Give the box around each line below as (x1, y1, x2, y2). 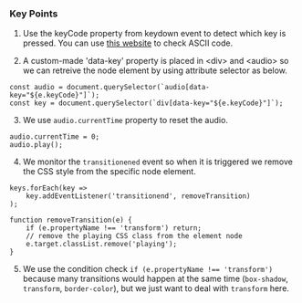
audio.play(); (9, 141, 64, 150)
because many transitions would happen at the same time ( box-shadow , (22, 273, 289, 285)
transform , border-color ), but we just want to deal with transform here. (22, 283, 290, 294)
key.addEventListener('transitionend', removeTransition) (26, 192, 251, 201)
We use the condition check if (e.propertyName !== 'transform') (22, 264, 274, 275)
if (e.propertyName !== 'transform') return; (26, 224, 203, 233)
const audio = (9, 83, 64, 92)
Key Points (9, 7, 58, 20)
